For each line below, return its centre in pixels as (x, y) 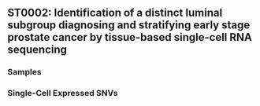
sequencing (37, 50)
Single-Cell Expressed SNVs (63, 93)
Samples (24, 72)
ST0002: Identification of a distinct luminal (115, 13)
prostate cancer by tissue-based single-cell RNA (130, 37)
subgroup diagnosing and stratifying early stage (129, 26)
